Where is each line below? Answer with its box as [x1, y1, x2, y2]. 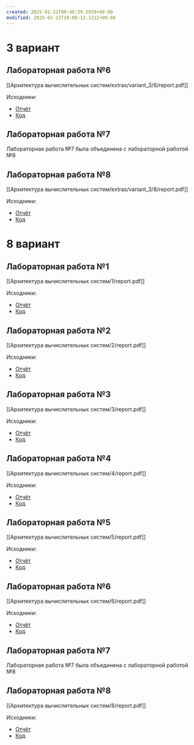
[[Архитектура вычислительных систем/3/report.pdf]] [6, 405, 146, 412]
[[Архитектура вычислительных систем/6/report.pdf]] [6, 597, 146, 605]
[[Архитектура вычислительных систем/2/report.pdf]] [6, 341, 146, 348]
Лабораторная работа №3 [6, 389, 111, 400]
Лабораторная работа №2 [6, 325, 111, 336]
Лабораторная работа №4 [6, 453, 112, 464]
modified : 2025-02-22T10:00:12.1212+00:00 [6, 15, 116, 21]
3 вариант [6, 41, 60, 55]
